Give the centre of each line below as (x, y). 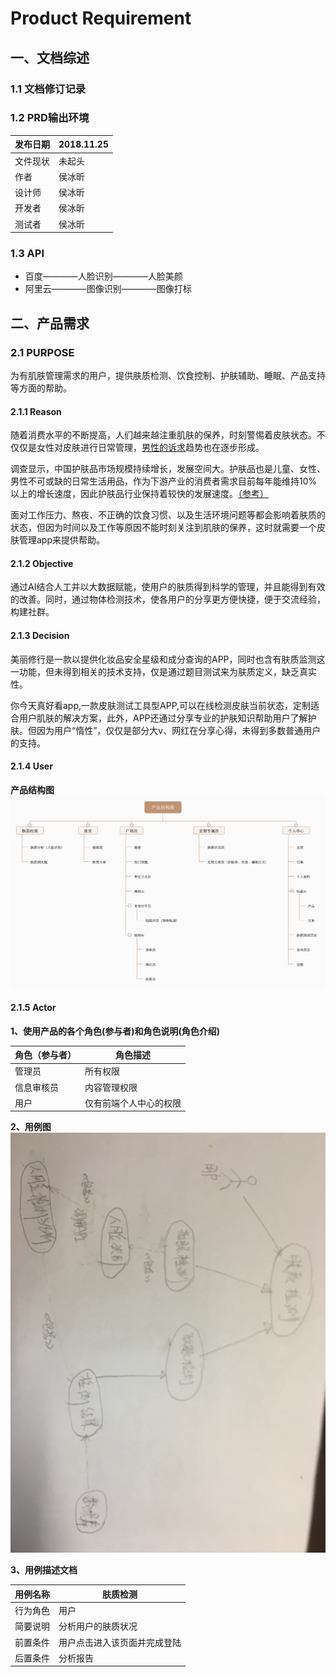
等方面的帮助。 (41, 388)
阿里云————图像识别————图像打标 (108, 289)
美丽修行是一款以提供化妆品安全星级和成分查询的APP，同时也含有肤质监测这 (168, 659)
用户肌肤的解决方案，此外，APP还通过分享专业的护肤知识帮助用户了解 (163, 718)
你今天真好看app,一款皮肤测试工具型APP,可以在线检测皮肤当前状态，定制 (161, 705)
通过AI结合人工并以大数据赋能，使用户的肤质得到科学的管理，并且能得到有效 (168, 587)
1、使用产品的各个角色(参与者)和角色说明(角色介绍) (115, 1031)
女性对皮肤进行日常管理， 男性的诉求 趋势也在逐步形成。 (150, 448)
